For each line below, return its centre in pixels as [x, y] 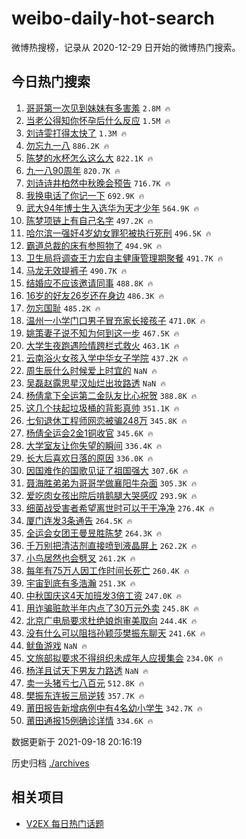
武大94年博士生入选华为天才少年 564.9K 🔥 [112, 208]
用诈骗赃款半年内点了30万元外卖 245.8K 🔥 [112, 608]
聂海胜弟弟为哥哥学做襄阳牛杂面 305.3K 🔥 [111, 483]
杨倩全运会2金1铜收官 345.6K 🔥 [89, 433]
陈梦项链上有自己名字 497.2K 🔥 [89, 220]
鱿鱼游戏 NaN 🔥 [56, 645]
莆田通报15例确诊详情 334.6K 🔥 [89, 720]
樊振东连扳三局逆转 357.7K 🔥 [85, 695]
